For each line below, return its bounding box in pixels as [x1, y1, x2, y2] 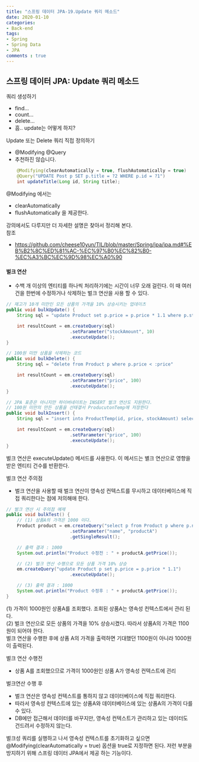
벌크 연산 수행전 [6, 654, 43, 661]
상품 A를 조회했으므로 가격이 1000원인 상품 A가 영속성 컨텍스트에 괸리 [14, 667, 176, 674]
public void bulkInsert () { [6, 410, 76, 417]
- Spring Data [6, 42, 41, 48]
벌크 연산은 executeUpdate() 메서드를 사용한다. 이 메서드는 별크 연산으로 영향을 [6, 454, 191, 462]
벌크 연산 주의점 [6, 475, 43, 482]
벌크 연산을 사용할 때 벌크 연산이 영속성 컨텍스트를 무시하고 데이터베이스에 [14, 487, 186, 494]
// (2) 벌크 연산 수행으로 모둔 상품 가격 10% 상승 [17, 561, 127, 566]
